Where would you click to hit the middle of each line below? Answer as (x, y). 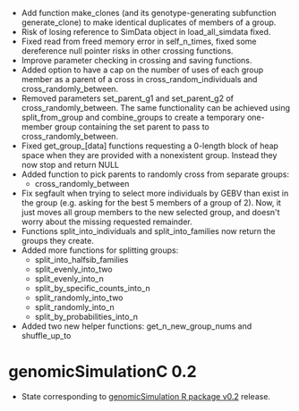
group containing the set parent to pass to (132, 127)
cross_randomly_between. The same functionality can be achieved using (156, 108)
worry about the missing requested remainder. (107, 222)
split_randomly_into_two (79, 298)
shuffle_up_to (46, 336)
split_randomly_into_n (75, 307)
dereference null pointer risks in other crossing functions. (127, 51)
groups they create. (58, 241)
